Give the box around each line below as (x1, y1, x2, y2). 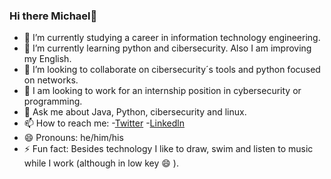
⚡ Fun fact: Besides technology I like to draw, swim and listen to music (23, 143, 314, 155)
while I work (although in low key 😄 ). (23, 157, 179, 169)
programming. (23, 95, 83, 108)
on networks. (23, 74, 79, 86)
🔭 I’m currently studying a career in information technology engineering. (23, 32, 321, 44)
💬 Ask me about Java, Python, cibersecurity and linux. (23, 106, 247, 118)
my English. (23, 53, 72, 65)
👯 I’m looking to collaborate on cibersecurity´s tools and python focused (23, 64, 321, 76)
